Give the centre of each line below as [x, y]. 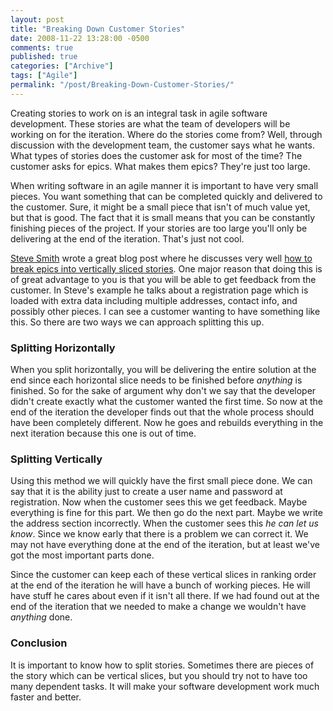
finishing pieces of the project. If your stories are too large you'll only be [159, 228]
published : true [44, 57]
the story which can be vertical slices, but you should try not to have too [159, 675]
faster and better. [46, 697]
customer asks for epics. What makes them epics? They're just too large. [160, 166]
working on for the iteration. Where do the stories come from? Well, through [166, 134]
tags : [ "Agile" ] [44, 76]
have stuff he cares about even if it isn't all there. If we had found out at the [165, 596]
